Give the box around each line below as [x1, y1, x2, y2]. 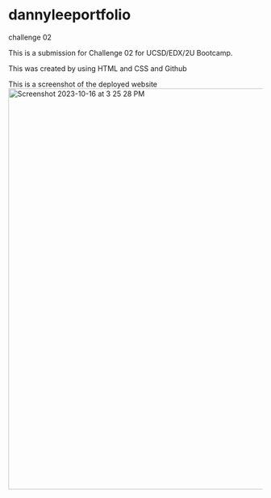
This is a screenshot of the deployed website [8, 79, 158, 89]
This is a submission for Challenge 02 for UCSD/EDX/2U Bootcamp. [8, 48, 233, 57]
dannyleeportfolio [8, 6, 131, 24]
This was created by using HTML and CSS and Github [8, 63, 187, 73]
